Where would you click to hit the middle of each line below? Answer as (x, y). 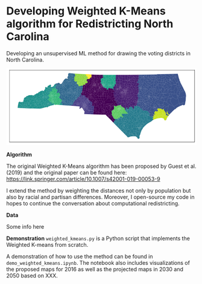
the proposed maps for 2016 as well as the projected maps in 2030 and (95, 270)
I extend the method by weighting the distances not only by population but (99, 191)
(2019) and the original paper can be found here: (67, 173)
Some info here (25, 227)
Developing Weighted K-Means (86, 11)
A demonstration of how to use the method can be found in (80, 256)
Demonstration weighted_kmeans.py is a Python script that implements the (98, 238)
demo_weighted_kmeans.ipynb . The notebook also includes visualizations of (98, 263)
